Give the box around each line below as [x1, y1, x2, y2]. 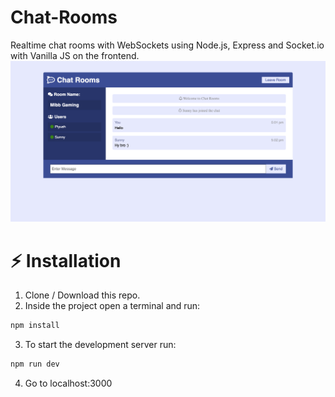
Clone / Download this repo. [24, 289, 141, 301]
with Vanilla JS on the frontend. [10, 49, 140, 61]
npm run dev [10, 359, 60, 370]
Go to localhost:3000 [24, 377, 113, 390]
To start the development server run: [24, 339, 177, 351]
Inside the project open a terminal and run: [24, 300, 201, 312]
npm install [10, 321, 60, 331]
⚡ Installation [10, 249, 122, 272]
